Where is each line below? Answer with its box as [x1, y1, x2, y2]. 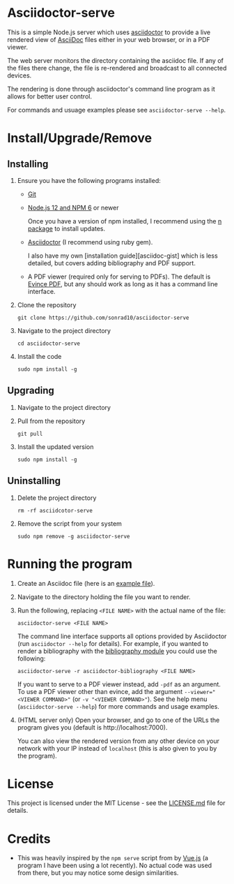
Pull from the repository [17, 417, 86, 425]
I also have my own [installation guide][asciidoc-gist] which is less [27, 251, 218, 260]
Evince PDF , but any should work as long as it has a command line [27, 279, 218, 288]
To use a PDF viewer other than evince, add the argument [17, 687, 183, 695]
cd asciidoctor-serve [17, 340, 80, 347]
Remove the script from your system [17, 519, 122, 528]
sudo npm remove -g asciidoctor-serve [17, 533, 130, 540]
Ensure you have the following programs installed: [17, 176, 162, 184]
